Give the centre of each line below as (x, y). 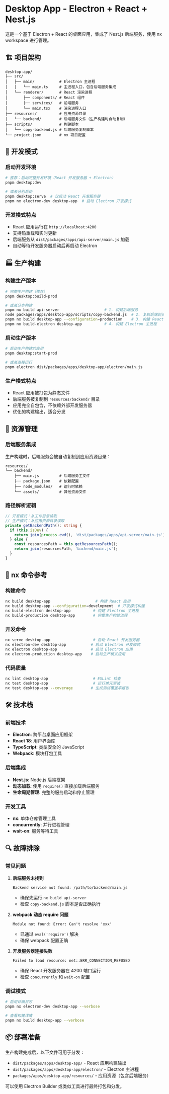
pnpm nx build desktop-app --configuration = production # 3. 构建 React (84, 319)
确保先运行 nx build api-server (53, 897)
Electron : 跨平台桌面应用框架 (43, 734)
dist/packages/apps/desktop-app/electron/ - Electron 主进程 (76, 1069)
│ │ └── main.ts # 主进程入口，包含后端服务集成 (61, 87)
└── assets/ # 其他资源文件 (50, 492)
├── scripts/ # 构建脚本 (42, 124)
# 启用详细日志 (19, 1001)
